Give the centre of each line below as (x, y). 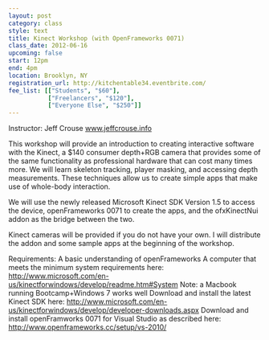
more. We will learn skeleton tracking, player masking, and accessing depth (133, 170)
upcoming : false (35, 53)
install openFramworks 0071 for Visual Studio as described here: (115, 319)
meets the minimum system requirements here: (86, 268)
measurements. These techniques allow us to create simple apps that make (133, 178)
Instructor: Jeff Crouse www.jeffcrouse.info (80, 129)
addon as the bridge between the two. (71, 219)
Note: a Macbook (208, 285)
